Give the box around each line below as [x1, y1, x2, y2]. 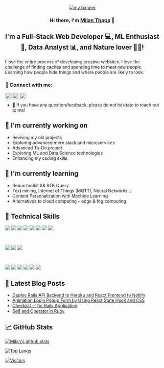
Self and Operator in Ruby [12, 308, 65, 314]
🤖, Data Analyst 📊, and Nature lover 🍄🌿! [20, 43, 144, 51]
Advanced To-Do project [12, 145, 63, 150]
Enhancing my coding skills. [12, 155, 69, 161]
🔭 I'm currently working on [5, 122, 88, 130]
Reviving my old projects [12, 134, 62, 140]
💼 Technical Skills [5, 212, 60, 221]
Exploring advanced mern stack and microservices [12, 140, 115, 146]
